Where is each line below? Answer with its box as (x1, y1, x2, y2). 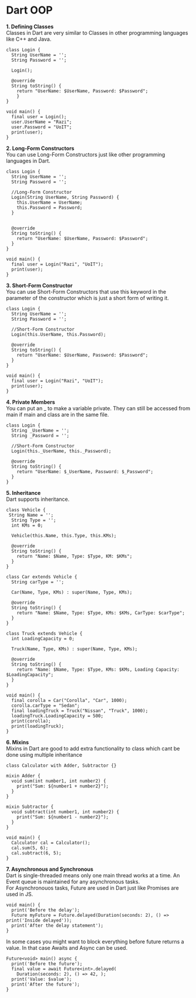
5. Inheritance (6, 489, 41, 496)
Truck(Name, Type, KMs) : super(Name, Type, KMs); (11, 646, 138, 652)
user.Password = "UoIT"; (11, 124, 72, 130)
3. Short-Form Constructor (6, 282, 73, 289)
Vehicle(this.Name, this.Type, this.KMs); (11, 533, 117, 538)
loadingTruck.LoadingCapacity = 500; (11, 713, 104, 718)
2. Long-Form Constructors (6, 145, 75, 152)
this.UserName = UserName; (16, 199, 83, 205)
